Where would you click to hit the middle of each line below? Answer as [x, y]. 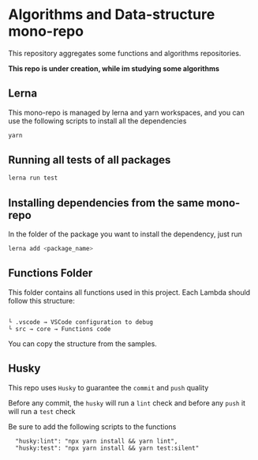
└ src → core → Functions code [60, 329]
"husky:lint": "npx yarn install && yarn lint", [97, 441]
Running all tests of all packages [90, 160]
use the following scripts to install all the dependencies [97, 121]
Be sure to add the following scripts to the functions [92, 426]
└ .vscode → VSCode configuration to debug [81, 322]
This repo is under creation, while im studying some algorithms [114, 68]
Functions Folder [50, 273]
